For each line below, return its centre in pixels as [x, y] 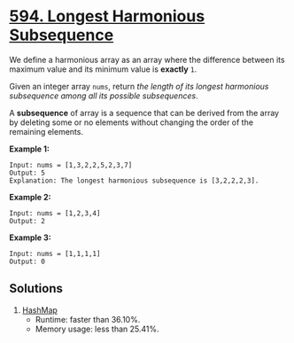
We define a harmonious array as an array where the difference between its [147, 59]
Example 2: [30, 197]
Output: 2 [27, 221]
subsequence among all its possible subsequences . [104, 96]
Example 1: [30, 149]
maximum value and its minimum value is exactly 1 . [103, 69]
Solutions [36, 288]
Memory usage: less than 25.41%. [97, 329]
